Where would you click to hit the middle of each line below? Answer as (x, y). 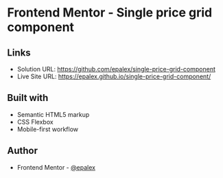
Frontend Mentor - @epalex (56, 167)
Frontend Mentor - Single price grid (110, 13)
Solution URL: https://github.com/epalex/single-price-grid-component (116, 69)
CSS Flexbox (35, 122)
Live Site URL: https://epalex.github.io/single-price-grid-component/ (114, 76)
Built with (28, 98)
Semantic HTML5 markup (53, 114)
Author (22, 151)
